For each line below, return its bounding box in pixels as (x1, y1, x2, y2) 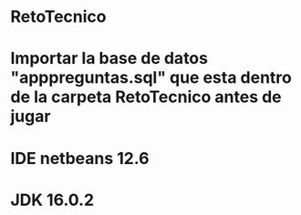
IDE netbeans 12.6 (10, 148, 150, 169)
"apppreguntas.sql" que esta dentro (10, 67, 293, 88)
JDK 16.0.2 (10, 189, 95, 210)
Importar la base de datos (10, 48, 209, 69)
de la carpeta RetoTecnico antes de (10, 87, 282, 107)
